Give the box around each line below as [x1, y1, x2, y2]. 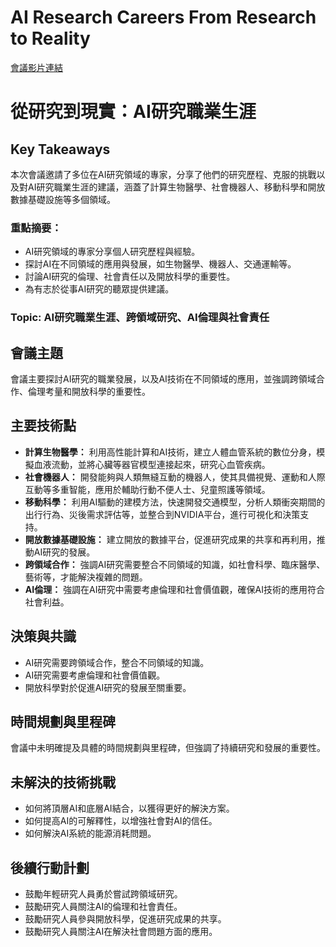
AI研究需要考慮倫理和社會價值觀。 [24, 669, 166, 681]
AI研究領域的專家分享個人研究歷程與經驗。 [24, 246, 201, 258]
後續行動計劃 [10, 859, 90, 876]
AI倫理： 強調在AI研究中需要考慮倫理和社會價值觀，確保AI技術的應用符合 [24, 583, 325, 595]
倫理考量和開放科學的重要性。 [27, 385, 151, 397]
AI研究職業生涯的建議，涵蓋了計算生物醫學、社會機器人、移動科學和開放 [27, 181, 326, 193]
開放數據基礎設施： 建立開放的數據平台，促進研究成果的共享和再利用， [24, 533, 317, 545]
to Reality [10, 27, 91, 50]
